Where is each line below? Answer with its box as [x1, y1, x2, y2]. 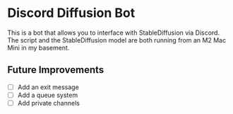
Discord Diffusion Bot [7, 5, 136, 21]
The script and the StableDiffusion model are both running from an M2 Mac [7, 35, 227, 44]
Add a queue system [17, 91, 78, 99]
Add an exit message [17, 83, 79, 91]
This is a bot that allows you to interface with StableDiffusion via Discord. [7, 28, 220, 37]
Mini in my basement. [7, 43, 70, 52]
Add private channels [17, 98, 80, 107]
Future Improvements [7, 64, 104, 76]
